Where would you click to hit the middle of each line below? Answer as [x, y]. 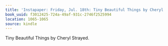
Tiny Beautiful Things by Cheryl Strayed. [47, 38]
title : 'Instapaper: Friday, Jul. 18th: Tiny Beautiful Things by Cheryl [85, 10]
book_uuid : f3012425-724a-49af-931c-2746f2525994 [59, 14]
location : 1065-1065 [27, 19]
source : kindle [21, 24]
